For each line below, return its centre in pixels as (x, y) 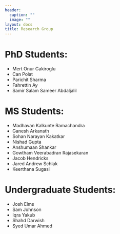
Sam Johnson (27, 209)
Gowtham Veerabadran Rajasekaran (50, 153)
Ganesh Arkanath (31, 131)
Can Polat (23, 74)
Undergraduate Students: (60, 190)
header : (13, 10)
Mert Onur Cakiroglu (34, 69)
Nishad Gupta (27, 142)
